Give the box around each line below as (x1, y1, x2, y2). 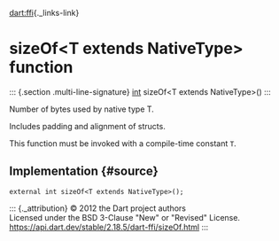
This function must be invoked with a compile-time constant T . (9, 137, 236, 149)
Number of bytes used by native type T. (9, 104, 155, 114)
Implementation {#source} (9, 164, 159, 179)
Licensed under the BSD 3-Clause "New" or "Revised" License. (9, 212, 241, 222)
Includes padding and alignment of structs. (9, 120, 166, 131)
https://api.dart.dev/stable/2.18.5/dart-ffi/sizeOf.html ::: (9, 222, 209, 232)
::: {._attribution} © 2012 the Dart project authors (9, 203, 186, 214)
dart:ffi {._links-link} (9, 8, 80, 18)
